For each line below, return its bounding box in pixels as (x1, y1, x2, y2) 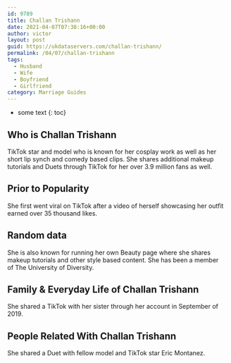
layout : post (7, 37, 46, 44)
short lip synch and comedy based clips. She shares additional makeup (7, 154, 214, 163)
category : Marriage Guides (7, 89, 87, 96)
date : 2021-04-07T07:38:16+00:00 (7, 23, 106, 30)
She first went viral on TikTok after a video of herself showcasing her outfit (7, 202, 224, 210)
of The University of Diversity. (7, 263, 94, 271)
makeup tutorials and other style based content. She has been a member (7, 255, 219, 264)
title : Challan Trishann (7, 17, 80, 24)
